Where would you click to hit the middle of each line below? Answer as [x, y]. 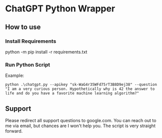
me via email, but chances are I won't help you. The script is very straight [80, 126]
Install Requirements [31, 41]
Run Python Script [28, 65]
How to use [23, 27]
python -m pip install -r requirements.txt [46, 52]
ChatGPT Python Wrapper [60, 9]
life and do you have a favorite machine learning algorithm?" [72, 93]
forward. [14, 131]
